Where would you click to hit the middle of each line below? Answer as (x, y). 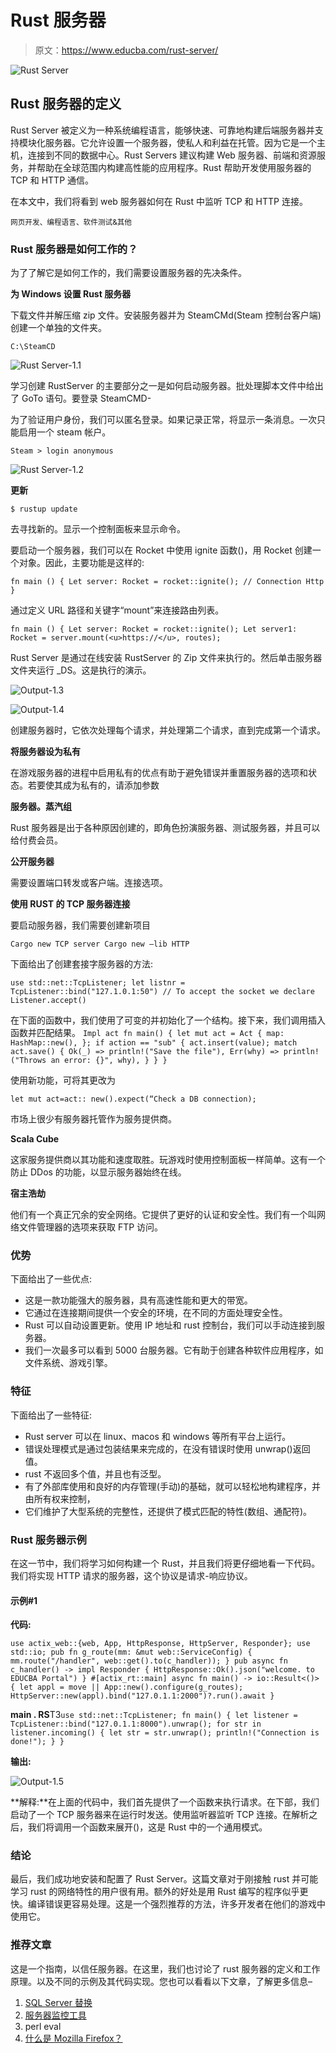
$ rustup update (44, 509)
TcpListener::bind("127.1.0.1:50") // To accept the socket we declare (162, 992)
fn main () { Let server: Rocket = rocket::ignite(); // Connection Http (167, 582)
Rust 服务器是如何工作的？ (74, 249)
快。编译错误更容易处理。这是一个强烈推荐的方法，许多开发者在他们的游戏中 (168, 1904)
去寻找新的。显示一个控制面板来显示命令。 (98, 529)
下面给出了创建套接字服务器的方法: (82, 964)
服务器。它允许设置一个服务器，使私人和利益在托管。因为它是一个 (180, 142)
